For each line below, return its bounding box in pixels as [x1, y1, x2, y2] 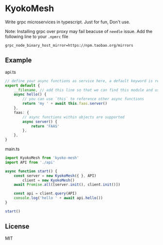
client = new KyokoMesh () [22, 178, 75, 183]
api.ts [5, 69, 16, 75]
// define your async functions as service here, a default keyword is [5, 78, 153, 83]
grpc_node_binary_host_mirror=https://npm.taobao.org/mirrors [5, 43, 133, 48]
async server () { [22, 119, 57, 124]
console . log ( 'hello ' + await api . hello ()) [14, 195, 103, 201]
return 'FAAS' [31, 123, 60, 129]
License [5, 222, 30, 231]
